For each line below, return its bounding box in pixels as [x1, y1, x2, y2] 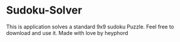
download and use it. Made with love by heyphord [6, 29, 129, 36]
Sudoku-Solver [6, 4, 83, 17]
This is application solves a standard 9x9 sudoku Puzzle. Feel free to [6, 23, 174, 30]
